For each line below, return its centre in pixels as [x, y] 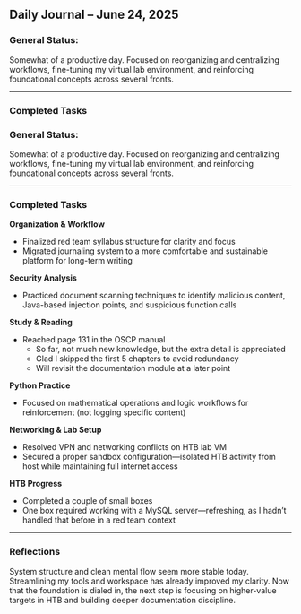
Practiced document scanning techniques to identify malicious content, [154, 296]
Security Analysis [43, 278]
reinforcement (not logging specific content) [104, 412]
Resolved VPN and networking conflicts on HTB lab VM [124, 447]
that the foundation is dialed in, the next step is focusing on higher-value [143, 590]
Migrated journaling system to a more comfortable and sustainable [145, 251]
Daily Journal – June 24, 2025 [94, 15]
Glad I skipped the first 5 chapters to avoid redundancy [137, 359]
